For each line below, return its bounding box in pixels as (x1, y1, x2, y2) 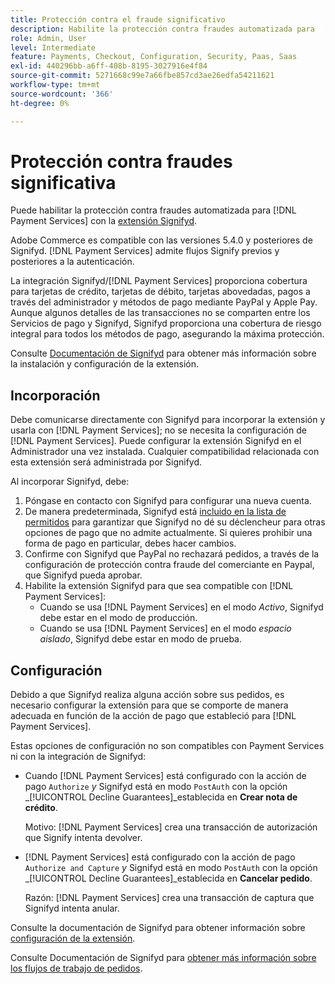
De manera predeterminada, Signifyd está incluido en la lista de (24, 506, 287, 518)
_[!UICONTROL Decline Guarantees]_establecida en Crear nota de (24, 791, 298, 803)
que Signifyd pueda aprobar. (24, 569, 143, 581)
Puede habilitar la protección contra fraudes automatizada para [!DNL (10, 204, 297, 216)
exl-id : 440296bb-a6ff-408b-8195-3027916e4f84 (10, 61, 208, 71)
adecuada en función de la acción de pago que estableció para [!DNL (10, 710, 297, 722)
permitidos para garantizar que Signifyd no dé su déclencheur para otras (24, 516, 326, 528)
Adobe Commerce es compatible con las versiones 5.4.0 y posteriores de (10, 234, 313, 246)
